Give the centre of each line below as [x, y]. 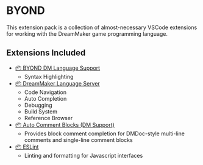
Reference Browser [48, 118]
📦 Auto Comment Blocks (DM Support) [65, 124]
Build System [41, 111]
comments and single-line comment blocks [78, 140]
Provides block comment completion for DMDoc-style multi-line [104, 133]
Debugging [38, 105]
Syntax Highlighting [49, 76]
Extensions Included [46, 53]
